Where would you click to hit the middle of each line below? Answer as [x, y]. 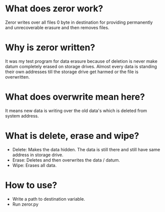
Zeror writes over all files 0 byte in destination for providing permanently [79, 22]
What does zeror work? [54, 9]
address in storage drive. [38, 155]
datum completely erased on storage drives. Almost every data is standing [81, 66]
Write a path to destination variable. [49, 199]
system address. [22, 116]
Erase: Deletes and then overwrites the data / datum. [66, 160]
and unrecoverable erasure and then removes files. [57, 27]
